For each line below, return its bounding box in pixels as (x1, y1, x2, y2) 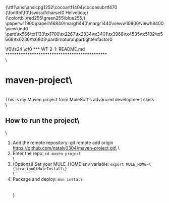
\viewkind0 (5, 26, 28, 32)
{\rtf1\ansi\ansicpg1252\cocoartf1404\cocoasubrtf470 (5, 5, 118, 10)
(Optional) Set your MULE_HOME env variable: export (12, 161, 125, 167)
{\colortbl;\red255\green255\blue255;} (5, 15, 86, 21)
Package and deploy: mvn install (12, 176, 83, 182)
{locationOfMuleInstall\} (12, 166, 67, 171)
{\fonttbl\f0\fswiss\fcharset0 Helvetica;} (5, 10, 88, 16)
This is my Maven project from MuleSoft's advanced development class (5, 96, 154, 102)
